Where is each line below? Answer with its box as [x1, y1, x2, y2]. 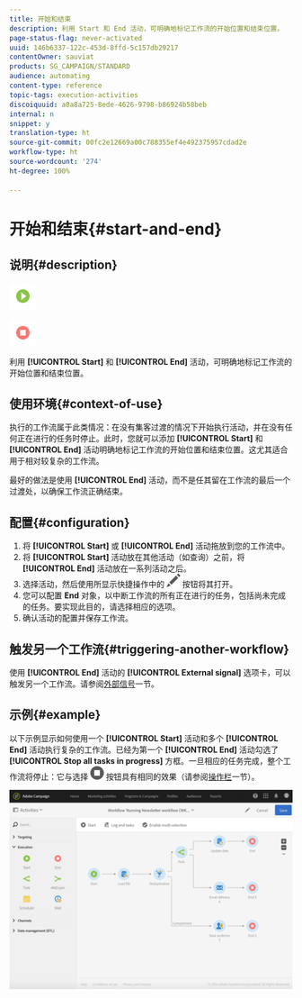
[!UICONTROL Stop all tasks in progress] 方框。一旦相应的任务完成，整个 [9, 755, 283, 766]
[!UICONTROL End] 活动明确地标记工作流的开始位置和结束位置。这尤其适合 [9, 444, 289, 455]
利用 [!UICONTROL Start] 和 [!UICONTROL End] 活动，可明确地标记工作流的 [9, 356, 293, 367]
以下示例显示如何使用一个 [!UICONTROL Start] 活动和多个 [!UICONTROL [9, 732, 279, 743]
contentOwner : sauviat [9, 52, 94, 62]
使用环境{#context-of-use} [9, 396, 164, 412]
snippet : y [9, 119, 50, 128]
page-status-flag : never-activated [9, 33, 143, 42]
